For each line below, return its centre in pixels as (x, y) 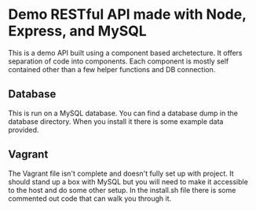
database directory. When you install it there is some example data (116, 121)
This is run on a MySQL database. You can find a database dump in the (123, 113)
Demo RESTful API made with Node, (127, 15)
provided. (24, 129)
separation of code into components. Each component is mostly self (119, 61)
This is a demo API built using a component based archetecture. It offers (125, 53)
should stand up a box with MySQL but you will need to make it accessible (128, 181)
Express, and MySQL (77, 31)
